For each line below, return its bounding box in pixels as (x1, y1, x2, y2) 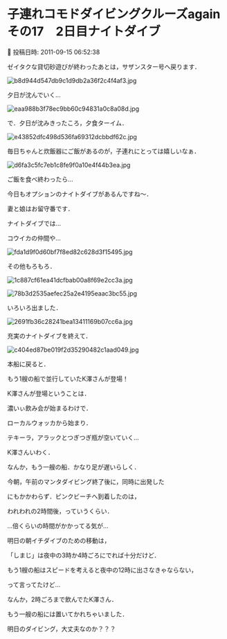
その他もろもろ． (7, 262, 56, 270)
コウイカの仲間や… (7, 233, 61, 242)
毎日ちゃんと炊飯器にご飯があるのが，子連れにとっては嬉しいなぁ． (7, 147, 201, 155)
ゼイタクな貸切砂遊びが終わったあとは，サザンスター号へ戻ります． (7, 62, 201, 71)
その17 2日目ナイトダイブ (7, 24, 161, 39)
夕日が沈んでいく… (7, 91, 61, 99)
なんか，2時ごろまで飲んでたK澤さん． (7, 595, 118, 603)
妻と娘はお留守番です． (7, 204, 74, 213)
